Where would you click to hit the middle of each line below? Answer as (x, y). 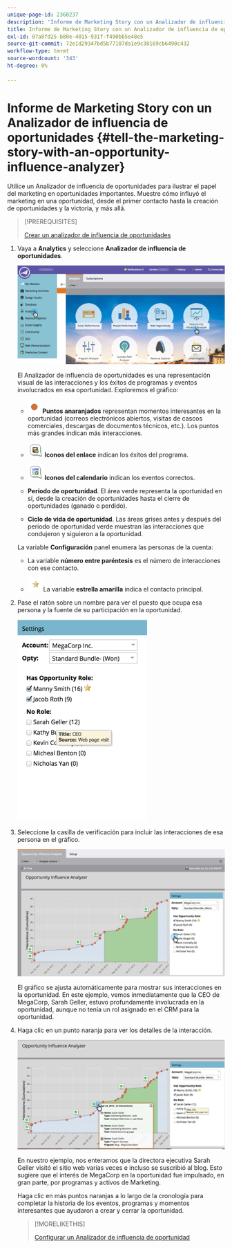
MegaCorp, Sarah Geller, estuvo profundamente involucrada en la (110, 1002)
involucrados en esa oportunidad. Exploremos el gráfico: (98, 389)
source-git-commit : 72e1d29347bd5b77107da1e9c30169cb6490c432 (98, 44)
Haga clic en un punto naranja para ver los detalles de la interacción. (115, 1030)
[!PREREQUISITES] (50, 221)
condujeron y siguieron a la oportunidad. (85, 533)
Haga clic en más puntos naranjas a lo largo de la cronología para (110, 1196)
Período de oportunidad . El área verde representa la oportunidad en (125, 490)
